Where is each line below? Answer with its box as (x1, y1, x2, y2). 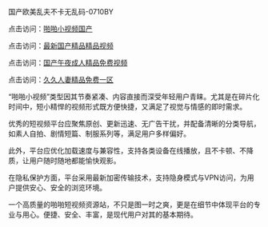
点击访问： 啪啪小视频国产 (8, 24, 93, 34)
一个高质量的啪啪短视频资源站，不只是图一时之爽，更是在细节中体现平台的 (8, 200, 254, 209)
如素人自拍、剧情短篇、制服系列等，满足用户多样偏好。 (8, 129, 190, 138)
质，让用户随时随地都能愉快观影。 (8, 156, 121, 165)
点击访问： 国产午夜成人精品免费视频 (8, 58, 128, 67)
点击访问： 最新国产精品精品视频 (8, 41, 114, 50)
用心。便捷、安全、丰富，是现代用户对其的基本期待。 (22, 210, 198, 219)
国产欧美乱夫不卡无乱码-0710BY (8, 7, 114, 16)
